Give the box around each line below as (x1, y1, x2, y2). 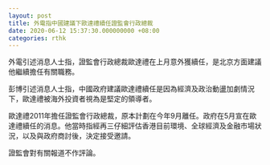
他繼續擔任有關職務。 (8, 67, 79, 77)
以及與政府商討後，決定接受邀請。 (22, 131, 135, 141)
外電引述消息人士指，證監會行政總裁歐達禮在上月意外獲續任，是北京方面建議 (8, 57, 262, 66)
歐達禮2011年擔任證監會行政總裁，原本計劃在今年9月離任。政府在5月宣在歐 (8, 111, 257, 121)
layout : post (8, 11, 52, 20)
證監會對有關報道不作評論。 (8, 148, 100, 158)
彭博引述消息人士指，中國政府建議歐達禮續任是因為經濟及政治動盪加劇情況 (8, 84, 255, 94)
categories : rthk (8, 34, 67, 42)
